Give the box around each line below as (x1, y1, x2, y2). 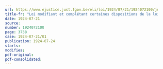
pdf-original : (5, 52, 34, 57)
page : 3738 (5, 30, 27, 34)
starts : (5, 43, 21, 48)
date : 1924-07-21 (5, 16, 40, 21)
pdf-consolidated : (5, 57, 42, 62)
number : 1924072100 (5, 25, 45, 30)
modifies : (5, 48, 25, 52)
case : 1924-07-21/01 (5, 34, 47, 39)
